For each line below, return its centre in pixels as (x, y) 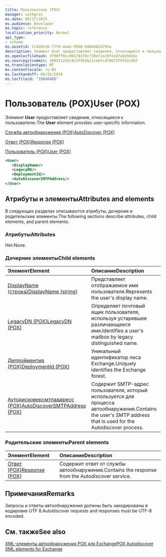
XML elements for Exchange (34, 549)
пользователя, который (119, 390)
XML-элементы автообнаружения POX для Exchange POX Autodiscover (80, 544)
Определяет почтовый (118, 306)
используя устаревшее (119, 318)
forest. (99, 376)
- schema (14, 42)
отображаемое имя (115, 285)
